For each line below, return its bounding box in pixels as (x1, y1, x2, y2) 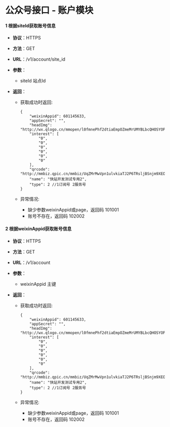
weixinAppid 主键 (20, 281, 57, 287)
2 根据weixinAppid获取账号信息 (5, 226, 72, 232)
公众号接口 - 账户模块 (5, 5, 94, 16)
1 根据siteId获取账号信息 (5, 22, 56, 28)
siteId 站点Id (20, 78, 46, 84)
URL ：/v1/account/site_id (12, 56, 66, 62)
